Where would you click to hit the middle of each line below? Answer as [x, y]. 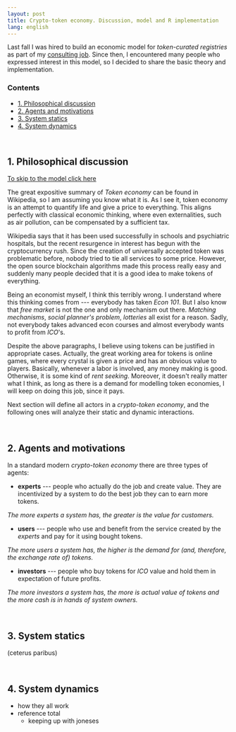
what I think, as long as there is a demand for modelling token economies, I [116, 384]
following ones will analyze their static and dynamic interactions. [101, 412]
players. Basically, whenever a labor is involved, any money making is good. [117, 369]
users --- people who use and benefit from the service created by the [119, 529]
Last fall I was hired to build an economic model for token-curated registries [117, 47]
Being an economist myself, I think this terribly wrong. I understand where [114, 295]
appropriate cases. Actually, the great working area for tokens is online [110, 353]
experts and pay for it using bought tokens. [80, 536]
